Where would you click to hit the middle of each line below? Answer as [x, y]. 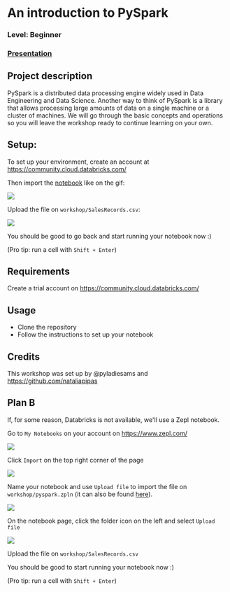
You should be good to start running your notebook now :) [91, 567]
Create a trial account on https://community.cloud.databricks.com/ [103, 288]
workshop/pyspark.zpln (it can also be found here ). [80, 494]
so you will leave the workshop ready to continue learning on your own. [110, 122]
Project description [50, 76]
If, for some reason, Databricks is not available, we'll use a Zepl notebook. [114, 420]
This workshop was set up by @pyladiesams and [78, 374]
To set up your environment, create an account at [78, 162]
